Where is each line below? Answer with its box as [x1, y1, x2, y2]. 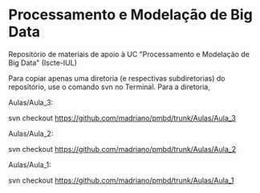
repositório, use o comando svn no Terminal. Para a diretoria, [8, 82, 210, 92]
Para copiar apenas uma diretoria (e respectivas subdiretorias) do [8, 73, 225, 83]
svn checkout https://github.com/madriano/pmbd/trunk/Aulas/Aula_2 [8, 144, 237, 154]
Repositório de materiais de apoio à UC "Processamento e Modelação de [8, 49, 250, 59]
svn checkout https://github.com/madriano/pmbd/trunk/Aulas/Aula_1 [8, 175, 234, 185]
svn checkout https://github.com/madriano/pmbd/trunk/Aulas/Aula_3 [8, 113, 237, 122]
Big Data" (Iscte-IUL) [8, 58, 78, 68]
